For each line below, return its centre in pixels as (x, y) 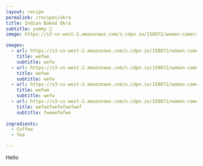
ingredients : (22, 124)
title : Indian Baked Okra (38, 23)
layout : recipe (25, 12)
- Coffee (22, 129)
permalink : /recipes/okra (38, 18)
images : (15, 45)
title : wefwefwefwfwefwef (49, 107)
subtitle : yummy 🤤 (29, 29)
